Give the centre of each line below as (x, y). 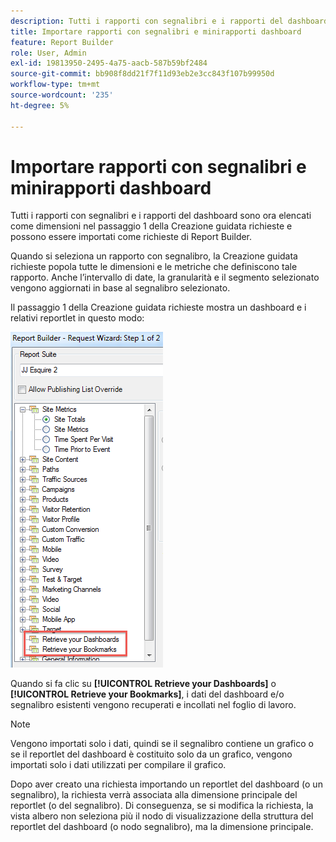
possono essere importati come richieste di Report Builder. (131, 237)
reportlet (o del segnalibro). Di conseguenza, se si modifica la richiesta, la (162, 806)
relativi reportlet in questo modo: (77, 318)
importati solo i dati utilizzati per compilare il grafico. (118, 765)
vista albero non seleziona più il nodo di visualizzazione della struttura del (162, 816)
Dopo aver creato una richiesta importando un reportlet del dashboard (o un (166, 784)
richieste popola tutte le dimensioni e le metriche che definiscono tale (154, 267)
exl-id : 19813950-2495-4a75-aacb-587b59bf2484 (109, 63)
